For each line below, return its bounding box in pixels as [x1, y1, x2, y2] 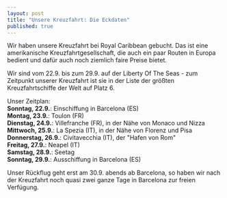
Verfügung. [7, 183, 39, 192]
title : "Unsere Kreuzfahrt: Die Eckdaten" [7, 16, 130, 23]
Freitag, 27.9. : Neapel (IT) [7, 141, 80, 149]
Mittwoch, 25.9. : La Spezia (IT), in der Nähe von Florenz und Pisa [7, 126, 193, 134]
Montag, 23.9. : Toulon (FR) [7, 112, 84, 120]
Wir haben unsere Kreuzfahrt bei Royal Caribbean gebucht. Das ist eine [7, 42, 209, 50]
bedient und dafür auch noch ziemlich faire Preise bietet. [7, 56, 168, 64]
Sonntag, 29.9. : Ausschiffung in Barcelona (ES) [7, 156, 142, 164]
